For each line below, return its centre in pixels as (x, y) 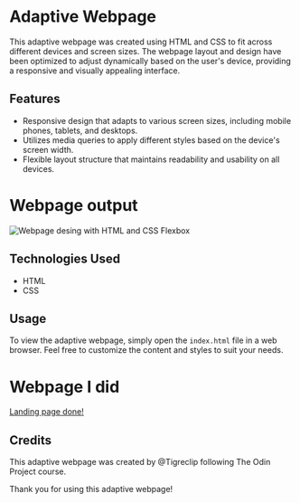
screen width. (48, 149)
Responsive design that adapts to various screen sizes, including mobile (157, 120)
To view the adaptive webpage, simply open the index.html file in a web (143, 340)
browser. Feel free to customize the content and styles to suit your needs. (146, 350)
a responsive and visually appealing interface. (95, 71)
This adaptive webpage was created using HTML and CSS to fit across (141, 42)
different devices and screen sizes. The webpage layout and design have (145, 51)
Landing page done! (47, 412)
